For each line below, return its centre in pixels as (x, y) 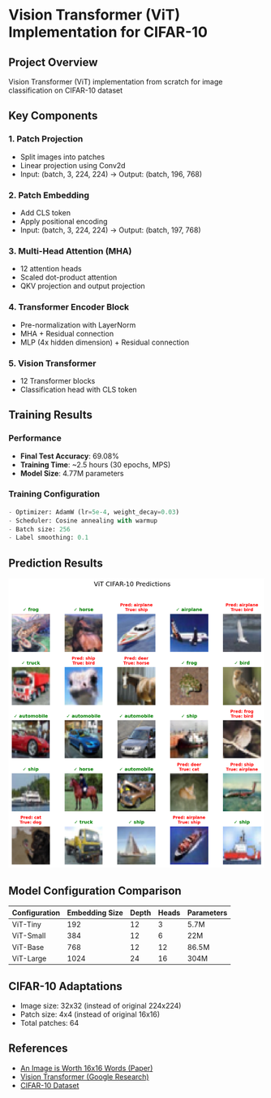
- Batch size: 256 (39, 529)
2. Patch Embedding (49, 195)
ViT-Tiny (27, 924)
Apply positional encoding (64, 221)
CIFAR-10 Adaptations (66, 986)
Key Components (53, 116)
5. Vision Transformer (52, 363)
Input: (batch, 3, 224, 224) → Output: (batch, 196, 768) (111, 174)
